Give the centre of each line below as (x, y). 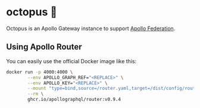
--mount (37, 89)
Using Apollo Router (44, 47)
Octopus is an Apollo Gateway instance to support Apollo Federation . (91, 28)
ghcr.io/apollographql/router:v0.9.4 (74, 100)
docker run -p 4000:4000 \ (40, 72)
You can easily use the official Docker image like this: (71, 61)
